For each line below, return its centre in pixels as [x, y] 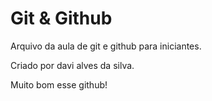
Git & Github [61, 18]
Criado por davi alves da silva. [72, 65]
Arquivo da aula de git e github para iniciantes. [106, 46]
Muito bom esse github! [59, 84]
